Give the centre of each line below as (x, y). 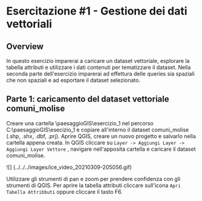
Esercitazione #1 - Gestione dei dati (97, 11)
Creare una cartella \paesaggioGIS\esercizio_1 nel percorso (80, 123)
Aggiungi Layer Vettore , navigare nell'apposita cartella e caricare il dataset (101, 149)
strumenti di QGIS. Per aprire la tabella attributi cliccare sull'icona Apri (94, 185)
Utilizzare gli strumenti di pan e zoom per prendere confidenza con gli (93, 179)
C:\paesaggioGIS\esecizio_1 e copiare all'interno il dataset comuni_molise (98, 130)
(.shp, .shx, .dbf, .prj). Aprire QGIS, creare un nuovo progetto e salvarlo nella (101, 136)
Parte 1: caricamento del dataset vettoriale (88, 99)
